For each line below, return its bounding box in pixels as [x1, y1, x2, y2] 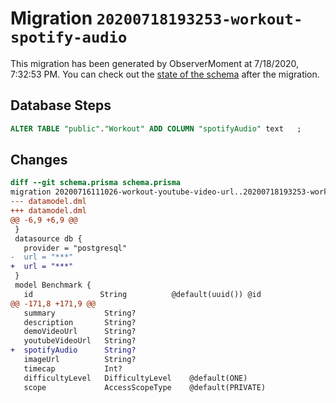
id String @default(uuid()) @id [23, 289, 262, 299]
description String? [23, 317, 137, 327]
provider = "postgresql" [23, 243, 128, 253]
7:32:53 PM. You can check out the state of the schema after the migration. [10, 68, 320, 80]
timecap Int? [23, 363, 123, 374]
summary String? [23, 308, 137, 318]
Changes [10, 152, 68, 169]
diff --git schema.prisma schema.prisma [10, 178, 182, 188]
